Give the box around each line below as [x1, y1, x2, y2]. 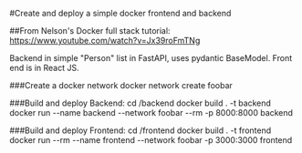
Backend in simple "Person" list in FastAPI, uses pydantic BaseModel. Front [9, 53, 293, 63]
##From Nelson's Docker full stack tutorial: [9, 25, 171, 36]
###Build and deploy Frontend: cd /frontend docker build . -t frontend [9, 125, 272, 136]
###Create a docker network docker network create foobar [9, 80, 233, 90]
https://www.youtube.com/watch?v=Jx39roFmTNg [9, 36, 201, 46]
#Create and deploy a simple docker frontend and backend [9, 8, 232, 18]
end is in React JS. [9, 63, 79, 73]
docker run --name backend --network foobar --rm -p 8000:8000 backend [9, 107, 294, 117]
